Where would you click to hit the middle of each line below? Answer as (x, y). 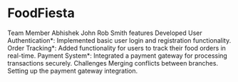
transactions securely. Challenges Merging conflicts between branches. (113, 63)
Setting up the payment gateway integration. (73, 71)
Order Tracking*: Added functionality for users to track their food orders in (117, 48)
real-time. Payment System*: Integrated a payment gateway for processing (118, 56)
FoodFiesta (41, 13)
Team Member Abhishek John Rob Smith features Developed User (105, 33)
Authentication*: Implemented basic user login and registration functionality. (119, 40)
